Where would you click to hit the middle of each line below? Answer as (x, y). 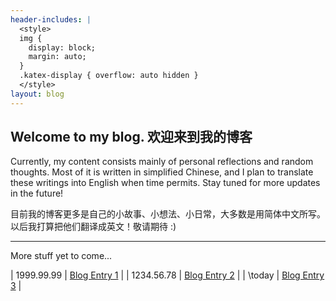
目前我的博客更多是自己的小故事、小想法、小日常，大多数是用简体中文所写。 (168, 214)
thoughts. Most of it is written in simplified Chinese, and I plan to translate (162, 172)
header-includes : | (51, 19)
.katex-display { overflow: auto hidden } (109, 76)
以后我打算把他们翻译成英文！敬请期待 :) (93, 227)
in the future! (37, 193)
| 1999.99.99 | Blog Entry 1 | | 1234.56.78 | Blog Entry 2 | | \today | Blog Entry (167, 275)
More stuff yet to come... (61, 256)
